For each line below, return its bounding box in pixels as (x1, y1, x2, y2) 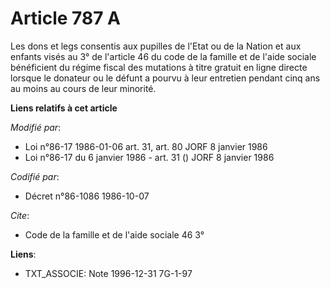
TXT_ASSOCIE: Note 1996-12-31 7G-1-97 (24, 267, 193, 279)
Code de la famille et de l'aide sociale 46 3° (24, 228, 205, 241)
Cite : (10, 209, 30, 221)
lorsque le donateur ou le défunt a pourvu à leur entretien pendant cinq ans (10, 72, 321, 84)
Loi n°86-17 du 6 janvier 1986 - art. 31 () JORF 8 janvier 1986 (24, 151, 275, 163)
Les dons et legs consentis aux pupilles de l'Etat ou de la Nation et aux (10, 40, 302, 52)
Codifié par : (10, 170, 60, 182)
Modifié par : (10, 121, 62, 133)
